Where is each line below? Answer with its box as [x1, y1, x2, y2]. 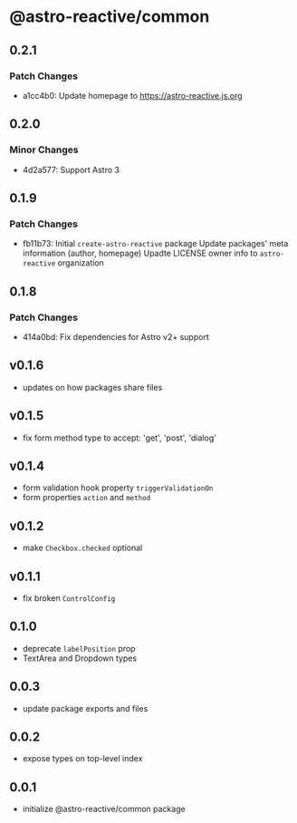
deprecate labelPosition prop [22, 643, 136, 654]
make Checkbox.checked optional [22, 542, 143, 554]
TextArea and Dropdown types [22, 653, 138, 663]
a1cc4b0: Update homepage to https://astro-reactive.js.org [22, 90, 243, 101]
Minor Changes [9, 143, 79, 156]
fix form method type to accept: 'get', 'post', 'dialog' [22, 432, 217, 443]
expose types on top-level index [22, 753, 143, 764]
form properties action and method [22, 492, 151, 503]
